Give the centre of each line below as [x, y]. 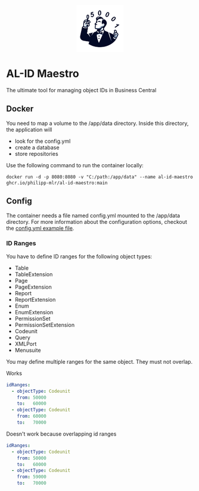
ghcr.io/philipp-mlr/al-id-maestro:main [57, 183]
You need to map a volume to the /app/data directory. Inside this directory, [97, 123]
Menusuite [28, 350]
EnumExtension [34, 312]
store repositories [36, 154]
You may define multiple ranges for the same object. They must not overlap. [99, 361]
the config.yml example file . [40, 228]
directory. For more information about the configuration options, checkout [97, 221]
